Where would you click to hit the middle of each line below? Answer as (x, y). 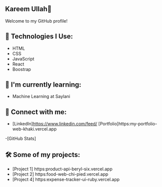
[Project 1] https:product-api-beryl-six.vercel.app (62, 169)
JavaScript (23, 59)
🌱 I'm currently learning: (43, 85)
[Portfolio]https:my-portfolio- (127, 124)
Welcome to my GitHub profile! (36, 21)
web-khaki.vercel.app (34, 129)
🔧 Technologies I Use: (39, 37)
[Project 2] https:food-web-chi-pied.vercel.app (60, 174)
